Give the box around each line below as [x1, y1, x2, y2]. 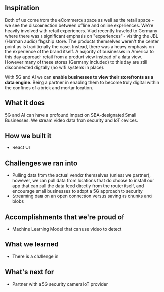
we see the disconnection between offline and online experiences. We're [5, 22, 154, 28]
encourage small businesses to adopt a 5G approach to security [12, 188, 143, 194]
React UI [12, 145, 30, 150]
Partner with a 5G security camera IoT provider [12, 281, 108, 287]
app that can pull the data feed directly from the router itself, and [12, 183, 144, 189]
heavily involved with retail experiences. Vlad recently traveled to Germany [5, 27, 158, 34]
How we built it [5, 132, 52, 140]
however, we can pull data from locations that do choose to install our [12, 178, 154, 184]
